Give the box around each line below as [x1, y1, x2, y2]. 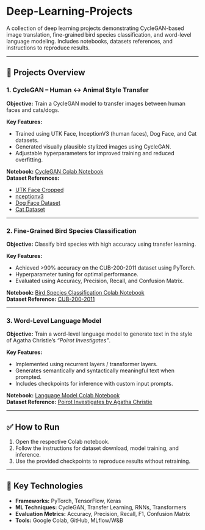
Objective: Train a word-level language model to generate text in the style [6, 330, 193, 337]
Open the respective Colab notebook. [15, 438, 110, 446]
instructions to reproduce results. [6, 44, 90, 51]
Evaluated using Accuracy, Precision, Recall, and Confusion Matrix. [15, 277, 184, 284]
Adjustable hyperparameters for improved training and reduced [15, 149, 175, 156]
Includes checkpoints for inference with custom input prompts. [15, 380, 173, 388]
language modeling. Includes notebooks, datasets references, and [6, 37, 173, 45]
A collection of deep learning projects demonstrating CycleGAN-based [6, 24, 184, 32]
